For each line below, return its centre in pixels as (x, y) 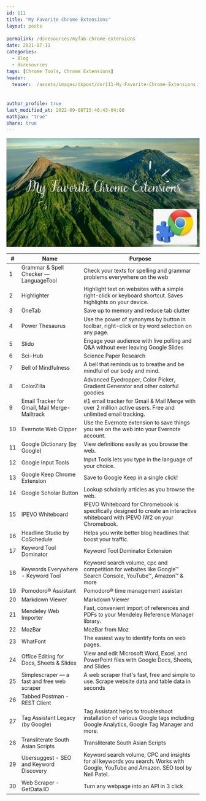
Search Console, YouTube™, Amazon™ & (134, 576)
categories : (21, 52)
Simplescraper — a (45, 674)
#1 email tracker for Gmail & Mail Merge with (140, 401)
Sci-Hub (32, 356)
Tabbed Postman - (45, 696)
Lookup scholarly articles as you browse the (139, 489)
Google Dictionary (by (49, 444)
